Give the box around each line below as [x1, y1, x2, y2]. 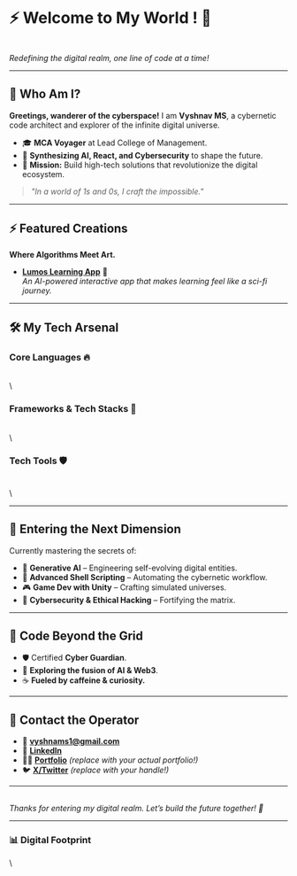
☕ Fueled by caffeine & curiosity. [21, 675, 146, 686]
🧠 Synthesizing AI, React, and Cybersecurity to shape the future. [21, 150, 263, 160]
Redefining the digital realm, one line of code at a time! [9, 52, 209, 63]
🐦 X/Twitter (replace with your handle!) [21, 764, 170, 776]
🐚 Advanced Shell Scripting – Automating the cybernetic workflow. [21, 571, 268, 582]
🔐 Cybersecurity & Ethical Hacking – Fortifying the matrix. [21, 594, 236, 605]
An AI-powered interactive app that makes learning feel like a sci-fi [21, 275, 268, 286]
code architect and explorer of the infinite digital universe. [9, 120, 220, 130]
